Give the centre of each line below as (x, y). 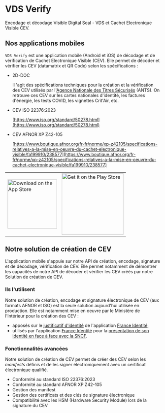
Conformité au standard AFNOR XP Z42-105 (57, 384)
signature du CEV (30, 406)
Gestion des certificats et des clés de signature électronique (73, 395)
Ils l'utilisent (20, 289)
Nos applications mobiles (45, 44)
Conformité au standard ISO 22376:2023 (53, 380)
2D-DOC (21, 75)
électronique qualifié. (27, 370)
